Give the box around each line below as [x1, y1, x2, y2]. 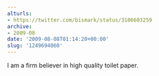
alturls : [7, 10, 32, 17]
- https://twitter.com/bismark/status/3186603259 [7, 17, 153, 23]
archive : [7, 23, 32, 30]
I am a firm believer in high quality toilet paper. [7, 61, 139, 69]
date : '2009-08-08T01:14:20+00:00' [7, 36, 109, 43]
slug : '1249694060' [7, 42, 63, 49]
